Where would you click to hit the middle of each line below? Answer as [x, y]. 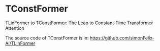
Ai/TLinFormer [20, 43]
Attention [15, 28]
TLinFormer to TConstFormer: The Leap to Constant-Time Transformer [79, 23]
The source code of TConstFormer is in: [47, 38]
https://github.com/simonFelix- [122, 38]
